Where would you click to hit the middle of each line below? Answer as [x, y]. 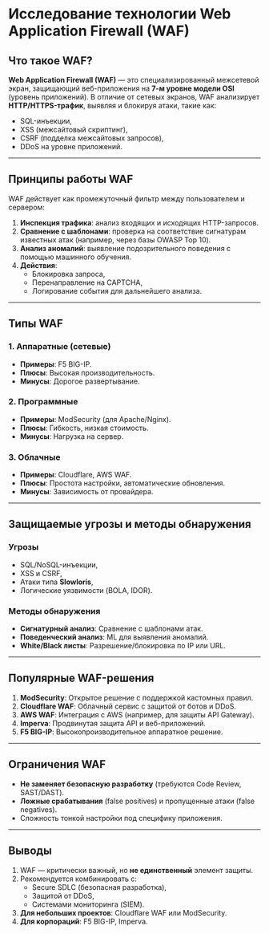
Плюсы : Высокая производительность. [87, 372]
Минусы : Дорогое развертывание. [80, 381]
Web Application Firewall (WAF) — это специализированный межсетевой [134, 80]
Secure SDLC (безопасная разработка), [99, 887]
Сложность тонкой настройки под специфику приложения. [121, 818]
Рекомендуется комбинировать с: [78, 879]
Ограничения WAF [57, 764]
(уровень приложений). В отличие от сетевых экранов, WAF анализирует [134, 97]
